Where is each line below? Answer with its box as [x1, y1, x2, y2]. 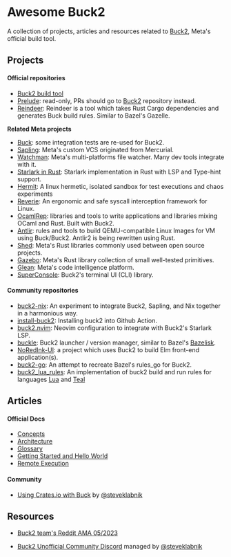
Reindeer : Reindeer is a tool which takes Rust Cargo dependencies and [17, 104, 219, 112]
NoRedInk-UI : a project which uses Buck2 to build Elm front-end [17, 345, 200, 354]
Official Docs [7, 414, 46, 423]
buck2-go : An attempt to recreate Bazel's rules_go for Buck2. [17, 360, 192, 369]
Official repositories [7, 73, 66, 82]
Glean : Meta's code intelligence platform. [17, 263, 134, 271]
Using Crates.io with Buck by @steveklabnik [17, 491, 143, 499]
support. [17, 174, 42, 183]
